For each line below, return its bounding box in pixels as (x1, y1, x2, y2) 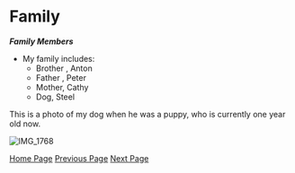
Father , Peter (35, 72, 87, 82)
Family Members (9, 36, 74, 47)
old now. (9, 118, 41, 129)
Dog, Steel (35, 91, 75, 102)
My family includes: (22, 53, 95, 64)
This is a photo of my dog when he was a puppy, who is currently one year (9, 108, 286, 119)
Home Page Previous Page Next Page (9, 152, 149, 163)
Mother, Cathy (35, 82, 89, 92)
